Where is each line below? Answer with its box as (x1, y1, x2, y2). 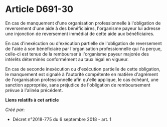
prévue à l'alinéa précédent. (5, 87, 63, 93)
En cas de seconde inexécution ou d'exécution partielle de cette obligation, (5, 66, 160, 72)
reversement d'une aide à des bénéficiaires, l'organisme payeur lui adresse (5, 25, 160, 31)
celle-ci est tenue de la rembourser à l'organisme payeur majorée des (5, 51, 149, 57)
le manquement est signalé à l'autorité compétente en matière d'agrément (5, 71, 158, 77)
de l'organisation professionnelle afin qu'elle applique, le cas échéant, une (5, 76, 159, 82)
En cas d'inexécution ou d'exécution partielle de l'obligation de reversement (5, 40, 162, 46)
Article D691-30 (5, 3, 74, 15)
